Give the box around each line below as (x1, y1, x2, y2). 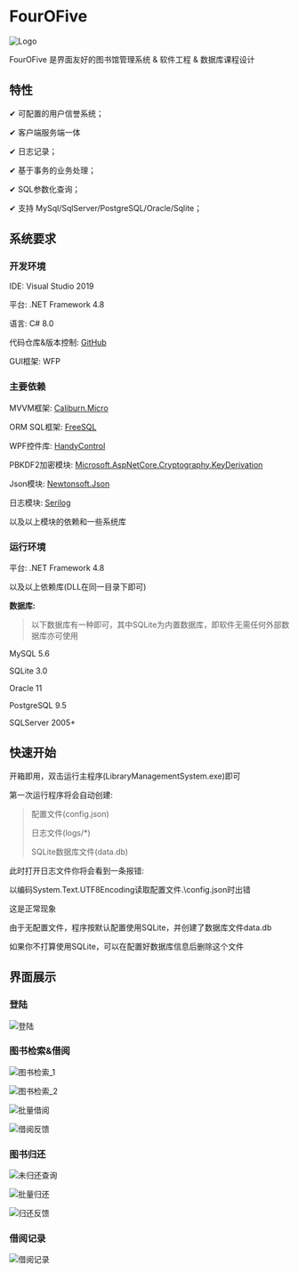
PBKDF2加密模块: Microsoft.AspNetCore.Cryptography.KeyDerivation (9, 459, 263, 469)
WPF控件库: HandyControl (9, 440, 106, 451)
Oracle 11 (9, 683, 43, 694)
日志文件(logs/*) (30, 827, 91, 838)
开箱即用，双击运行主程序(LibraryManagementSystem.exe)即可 (9, 771, 241, 781)
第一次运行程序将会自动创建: (9, 789, 114, 800)
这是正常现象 (9, 902, 56, 914)
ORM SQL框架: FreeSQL (9, 421, 97, 432)
